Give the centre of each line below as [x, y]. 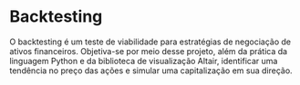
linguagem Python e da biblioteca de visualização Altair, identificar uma [144, 61]
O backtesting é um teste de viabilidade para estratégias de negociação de [150, 42]
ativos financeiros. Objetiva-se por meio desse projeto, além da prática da [149, 51]
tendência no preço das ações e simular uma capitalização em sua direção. [151, 71]
